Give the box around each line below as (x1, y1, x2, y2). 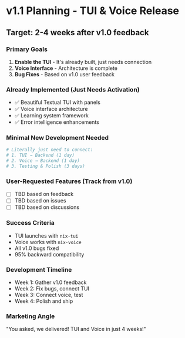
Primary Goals (6, 45, 48, 53)
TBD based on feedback (14, 191, 74, 198)
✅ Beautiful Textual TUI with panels (14, 99, 101, 106)
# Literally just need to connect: (6, 147, 93, 153)
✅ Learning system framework (14, 112, 89, 119)
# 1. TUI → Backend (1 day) (6, 153, 75, 158)
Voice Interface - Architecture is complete (14, 65, 118, 72)
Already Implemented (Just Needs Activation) (6, 85, 140, 93)
